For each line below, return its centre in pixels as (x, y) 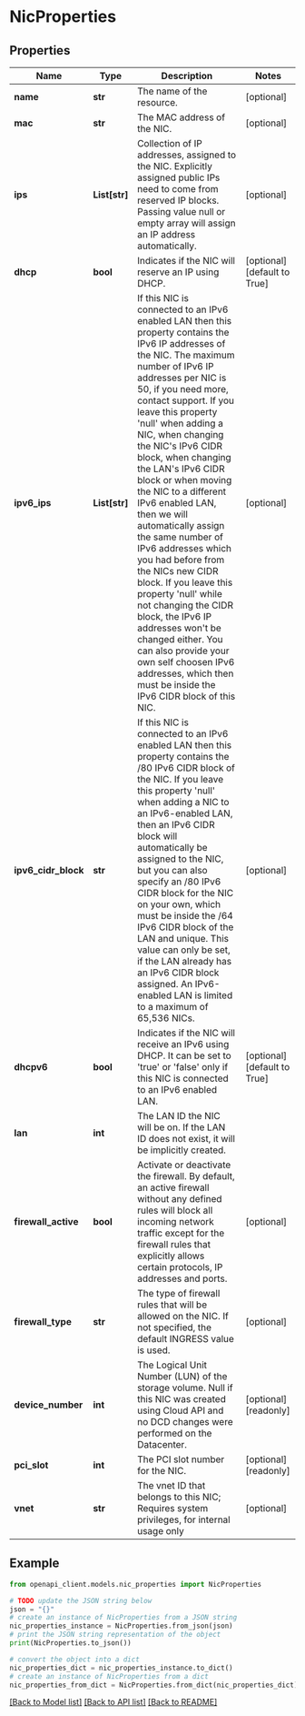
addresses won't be (180, 628)
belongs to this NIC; (179, 1497)
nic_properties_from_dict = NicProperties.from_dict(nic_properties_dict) (154, 1685)
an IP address (167, 234)
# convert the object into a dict (75, 1659)
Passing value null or (182, 212)
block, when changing (184, 457)
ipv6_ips (33, 503)
